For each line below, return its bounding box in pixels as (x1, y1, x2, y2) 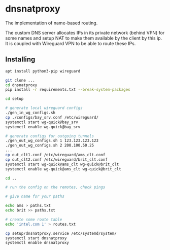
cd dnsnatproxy (5, 82, 38, 88)
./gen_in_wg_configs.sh (5, 110, 56, 115)
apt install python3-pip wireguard (5, 68, 81, 74)
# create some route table (5, 217, 62, 222)
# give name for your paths (5, 194, 65, 199)
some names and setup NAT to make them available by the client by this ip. (5, 35, 162, 41)
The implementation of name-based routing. (5, 20, 98, 26)
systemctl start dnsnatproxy (5, 235, 67, 241)
